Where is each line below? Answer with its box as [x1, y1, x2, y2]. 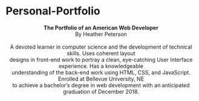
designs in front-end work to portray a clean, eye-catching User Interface [9, 56, 193, 63]
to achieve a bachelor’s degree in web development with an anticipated [12, 81, 190, 88]
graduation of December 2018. [62, 88, 140, 95]
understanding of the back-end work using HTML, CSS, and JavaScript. [11, 69, 191, 76]
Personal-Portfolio [5, 4, 100, 18]
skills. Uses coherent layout [67, 49, 135, 57]
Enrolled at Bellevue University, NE [57, 75, 145, 82]
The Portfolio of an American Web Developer [44, 24, 158, 31]
